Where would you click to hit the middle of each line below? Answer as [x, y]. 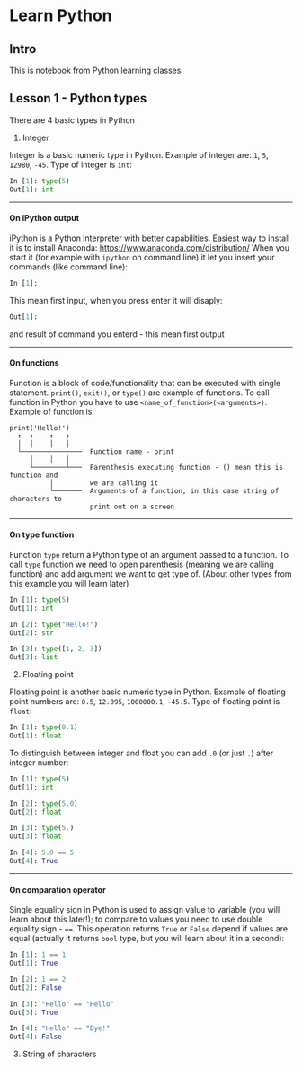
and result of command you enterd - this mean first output [117, 334]
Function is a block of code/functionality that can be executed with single [145, 383]
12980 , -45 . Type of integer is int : [71, 164]
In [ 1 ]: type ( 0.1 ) [44, 728]
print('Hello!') [40, 428]
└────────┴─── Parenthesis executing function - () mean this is [156, 467]
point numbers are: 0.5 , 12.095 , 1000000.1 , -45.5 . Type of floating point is [145, 702]
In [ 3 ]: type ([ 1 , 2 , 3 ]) [56, 649]
